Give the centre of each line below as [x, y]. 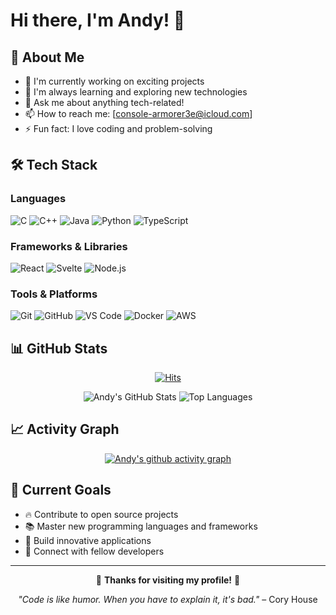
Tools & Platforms [54, 294]
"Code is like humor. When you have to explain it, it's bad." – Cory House [168, 599]
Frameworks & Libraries [69, 246]
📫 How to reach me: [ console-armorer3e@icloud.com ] [138, 113]
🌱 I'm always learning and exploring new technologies [136, 92]
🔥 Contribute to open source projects [101, 514]
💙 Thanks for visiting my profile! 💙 [168, 580]
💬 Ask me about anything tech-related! [104, 102]
